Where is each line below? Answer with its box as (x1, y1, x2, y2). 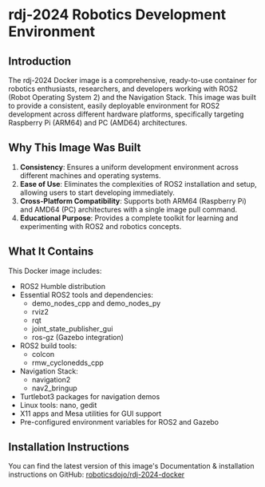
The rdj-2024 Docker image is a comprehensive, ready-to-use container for (8, 76, 257, 85)
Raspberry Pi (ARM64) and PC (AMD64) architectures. (8, 118, 188, 127)
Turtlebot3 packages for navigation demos (19, 391, 160, 401)
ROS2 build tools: (19, 341, 77, 350)
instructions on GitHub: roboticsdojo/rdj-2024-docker (8, 469, 185, 480)
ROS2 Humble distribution (19, 281, 106, 291)
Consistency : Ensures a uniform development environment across (19, 162, 239, 172)
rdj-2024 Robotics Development (8, 6, 227, 24)
